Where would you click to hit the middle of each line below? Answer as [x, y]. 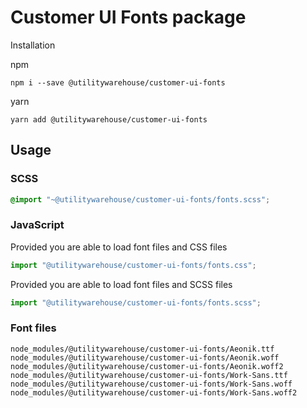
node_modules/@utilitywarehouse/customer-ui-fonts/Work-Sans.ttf [149, 375]
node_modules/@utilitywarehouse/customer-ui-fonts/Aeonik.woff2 [147, 366]
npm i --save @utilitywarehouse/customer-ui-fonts [118, 82]
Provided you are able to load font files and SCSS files [121, 284]
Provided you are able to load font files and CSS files [119, 247]
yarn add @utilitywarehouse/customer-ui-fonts [109, 119]
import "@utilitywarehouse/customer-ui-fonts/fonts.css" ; [133, 265]
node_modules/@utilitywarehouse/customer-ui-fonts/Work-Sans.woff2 [154, 392]
